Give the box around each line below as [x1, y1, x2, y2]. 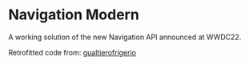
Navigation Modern [8, 6, 140, 24]
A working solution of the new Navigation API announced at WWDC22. [8, 32, 242, 42]
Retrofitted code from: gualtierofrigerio [8, 47, 136, 57]
